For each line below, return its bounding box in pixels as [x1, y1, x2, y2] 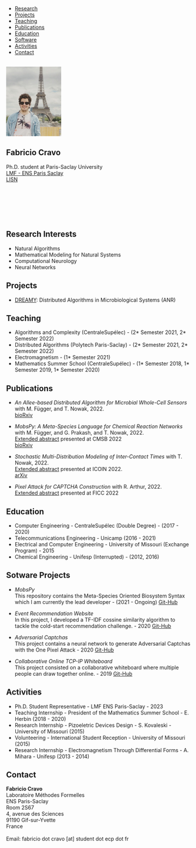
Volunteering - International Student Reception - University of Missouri [14, 734, 186, 741]
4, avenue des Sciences [6, 810, 65, 817]
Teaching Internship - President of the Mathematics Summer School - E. [14, 709, 189, 716]
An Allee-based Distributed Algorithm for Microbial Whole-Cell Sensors [14, 399, 187, 406]
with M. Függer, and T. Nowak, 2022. [14, 405, 104, 412]
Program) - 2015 [14, 547, 55, 554]
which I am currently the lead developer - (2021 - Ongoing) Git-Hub [14, 598, 178, 605]
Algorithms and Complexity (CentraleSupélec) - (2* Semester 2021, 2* [14, 329, 187, 336]
